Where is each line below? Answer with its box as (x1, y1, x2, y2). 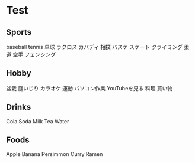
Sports (6, 27, 32, 37)
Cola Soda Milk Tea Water (6, 118, 69, 125)
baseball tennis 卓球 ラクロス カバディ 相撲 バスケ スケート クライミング (6, 44, 183, 50)
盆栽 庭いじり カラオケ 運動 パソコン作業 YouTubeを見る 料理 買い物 (6, 84, 173, 92)
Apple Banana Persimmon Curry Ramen (6, 151, 103, 158)
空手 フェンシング (12, 51, 56, 58)
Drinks (6, 102, 31, 112)
